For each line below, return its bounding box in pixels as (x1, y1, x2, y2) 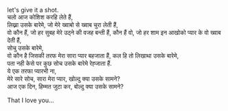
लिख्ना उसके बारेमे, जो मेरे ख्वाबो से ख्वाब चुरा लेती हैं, (7, 21, 118, 29)
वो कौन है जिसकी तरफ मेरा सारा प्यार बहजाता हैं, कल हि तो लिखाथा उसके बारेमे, (7, 51, 179, 60)
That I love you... (7, 96, 54, 104)
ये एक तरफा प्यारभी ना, (7, 67, 57, 75)
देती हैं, (7, 36, 22, 44)
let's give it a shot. (7, 6, 59, 14)
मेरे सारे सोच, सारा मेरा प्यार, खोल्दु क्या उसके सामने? (7, 75, 120, 83)
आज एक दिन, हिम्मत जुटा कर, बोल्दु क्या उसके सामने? (7, 82, 124, 90)
